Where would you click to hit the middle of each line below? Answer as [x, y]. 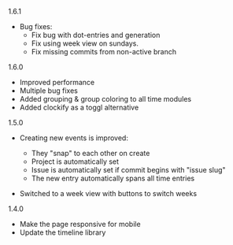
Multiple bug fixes [49, 91]
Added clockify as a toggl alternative [79, 107]
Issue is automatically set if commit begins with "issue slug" [128, 170]
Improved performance [57, 82]
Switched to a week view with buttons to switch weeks [108, 193]
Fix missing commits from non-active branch [104, 52]
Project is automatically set [75, 161]
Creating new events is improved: [74, 138]
